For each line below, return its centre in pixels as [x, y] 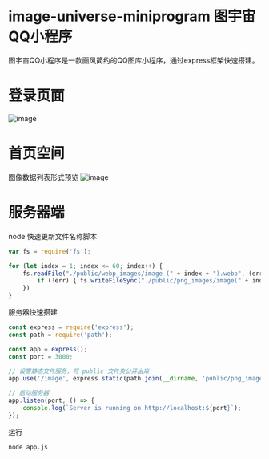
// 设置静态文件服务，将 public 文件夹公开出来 [79, 371]
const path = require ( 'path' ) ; [60, 335]
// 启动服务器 [29, 393]
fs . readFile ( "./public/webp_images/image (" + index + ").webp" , [134, 274]
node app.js [28, 447]
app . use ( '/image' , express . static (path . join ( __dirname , [103, 379]
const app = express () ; [48, 349]
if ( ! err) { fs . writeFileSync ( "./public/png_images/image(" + [143, 281]
